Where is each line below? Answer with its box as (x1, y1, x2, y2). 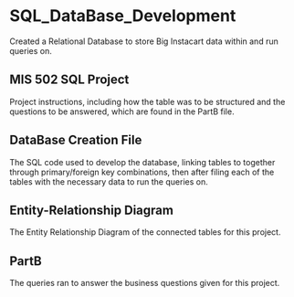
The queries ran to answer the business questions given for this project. (9, 278, 280, 289)
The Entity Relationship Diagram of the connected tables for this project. (9, 227, 281, 238)
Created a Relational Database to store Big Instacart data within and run (9, 36, 278, 47)
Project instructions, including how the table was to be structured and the (9, 96, 286, 107)
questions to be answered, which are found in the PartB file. (9, 106, 235, 117)
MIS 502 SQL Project (9, 72, 130, 88)
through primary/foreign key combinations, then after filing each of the (9, 166, 275, 177)
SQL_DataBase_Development (9, 5, 236, 27)
